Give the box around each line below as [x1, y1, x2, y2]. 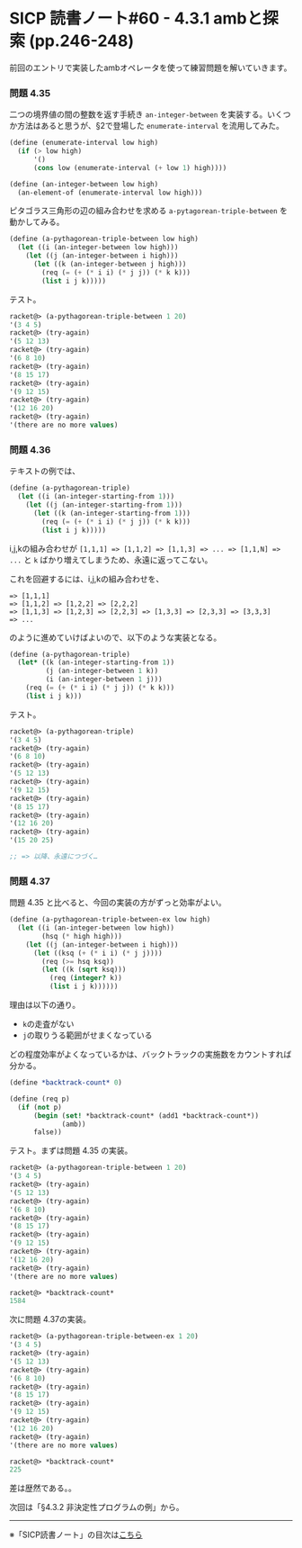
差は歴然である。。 [9, 1482, 76, 1494]
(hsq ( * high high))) [41, 931, 123, 940]
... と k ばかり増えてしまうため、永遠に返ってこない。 [9, 554, 213, 565]
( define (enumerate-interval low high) [9, 139, 159, 148]
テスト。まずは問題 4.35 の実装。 [9, 1145, 133, 1156]
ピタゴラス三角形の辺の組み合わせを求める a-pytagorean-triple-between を [9, 205, 288, 216]
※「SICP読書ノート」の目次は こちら [9, 1529, 143, 1540]
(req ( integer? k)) [49, 974, 123, 983]
